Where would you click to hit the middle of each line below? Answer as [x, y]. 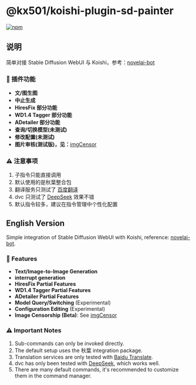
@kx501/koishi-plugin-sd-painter [90, 11]
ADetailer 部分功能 [37, 122]
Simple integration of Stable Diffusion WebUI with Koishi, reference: [88, 237]
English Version [36, 223]
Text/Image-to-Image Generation [56, 272]
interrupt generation [40, 278]
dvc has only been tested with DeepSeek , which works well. [87, 363]
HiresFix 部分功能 [36, 108]
